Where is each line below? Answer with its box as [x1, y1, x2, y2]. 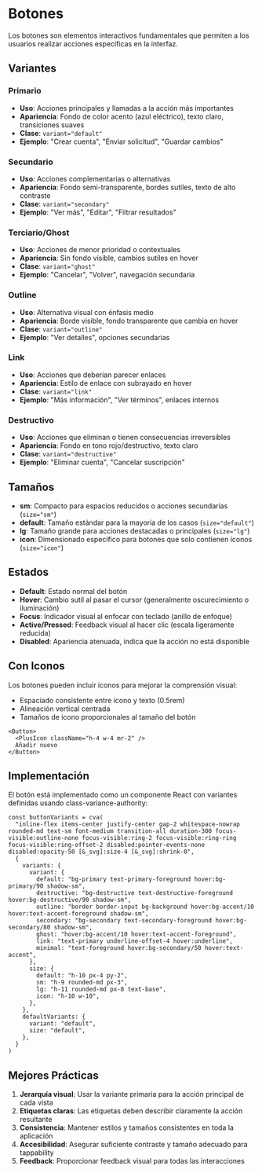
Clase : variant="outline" [19, 324, 103, 334]
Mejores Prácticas [8, 1069, 100, 1082]
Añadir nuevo [15, 741, 58, 749]
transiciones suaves [19, 119, 85, 130]
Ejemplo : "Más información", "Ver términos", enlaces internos [19, 394, 220, 405]
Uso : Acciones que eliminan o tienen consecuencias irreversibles [19, 433, 231, 442]
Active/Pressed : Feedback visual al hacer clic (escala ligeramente [19, 620, 235, 629]
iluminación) [19, 603, 60, 613]
